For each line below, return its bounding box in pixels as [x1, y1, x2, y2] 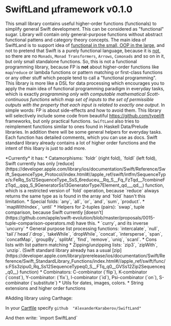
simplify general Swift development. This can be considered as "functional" [5, 26, 164, 32]
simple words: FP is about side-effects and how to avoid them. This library [5, 107, 162, 113]
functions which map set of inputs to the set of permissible [30, 96, 154, 103]
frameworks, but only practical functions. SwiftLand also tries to [5, 118, 139, 124]
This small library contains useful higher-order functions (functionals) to [5, 20, 157, 27]
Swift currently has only [5, 160, 55, 166]
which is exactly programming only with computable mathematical [5, 91, 146, 97]
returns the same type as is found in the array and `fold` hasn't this [5, 193, 145, 199]
